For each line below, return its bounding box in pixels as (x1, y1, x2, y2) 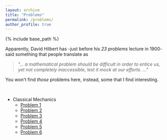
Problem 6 (20, 129, 42, 135)
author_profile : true (5, 22, 52, 27)
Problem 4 (20, 118, 42, 125)
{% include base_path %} (5, 36, 59, 42)
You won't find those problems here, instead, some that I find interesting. (5, 76, 159, 83)
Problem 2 (20, 107, 42, 113)
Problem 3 (20, 113, 42, 119)
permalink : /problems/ (5, 17, 54, 22)
